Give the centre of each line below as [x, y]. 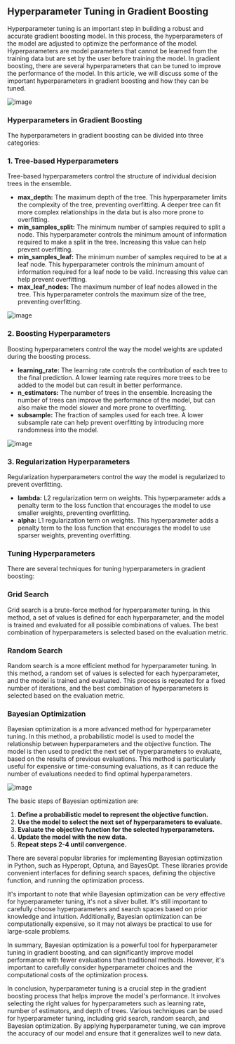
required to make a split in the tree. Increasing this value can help [112, 242]
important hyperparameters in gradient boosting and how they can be [108, 81]
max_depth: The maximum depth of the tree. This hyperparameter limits [122, 197]
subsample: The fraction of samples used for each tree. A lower [110, 415]
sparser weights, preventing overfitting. [74, 535]
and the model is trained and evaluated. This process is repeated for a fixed [116, 680]
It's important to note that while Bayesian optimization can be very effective [116, 894]
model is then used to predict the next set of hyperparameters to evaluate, [115, 752]
